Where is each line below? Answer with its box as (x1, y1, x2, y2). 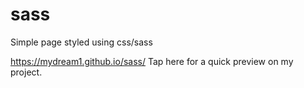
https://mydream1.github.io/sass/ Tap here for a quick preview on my (10, 55, 294, 67)
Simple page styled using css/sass (10, 36, 153, 48)
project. (10, 66, 43, 78)
